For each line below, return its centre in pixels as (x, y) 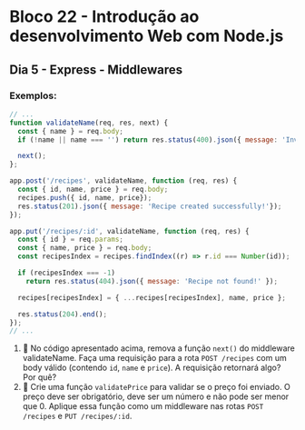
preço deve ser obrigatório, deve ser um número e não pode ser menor (156, 396)
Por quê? (39, 377)
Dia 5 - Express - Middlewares (96, 70)
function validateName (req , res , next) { (89, 123)
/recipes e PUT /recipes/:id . (77, 416)
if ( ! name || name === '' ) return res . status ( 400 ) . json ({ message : (148, 140)
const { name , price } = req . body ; (85, 248)
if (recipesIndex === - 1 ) (67, 273)
